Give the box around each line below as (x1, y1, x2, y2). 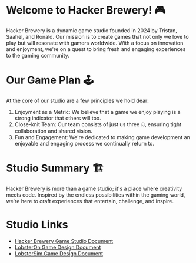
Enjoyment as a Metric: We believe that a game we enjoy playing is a (14, 108, 181, 115)
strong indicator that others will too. (14, 114, 101, 122)
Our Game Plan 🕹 (6, 73, 94, 87)
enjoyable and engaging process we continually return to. (14, 140, 155, 147)
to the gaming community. (6, 52, 69, 59)
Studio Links (6, 218, 68, 231)
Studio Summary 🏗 (6, 161, 104, 175)
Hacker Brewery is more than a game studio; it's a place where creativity (6, 185, 182, 192)
